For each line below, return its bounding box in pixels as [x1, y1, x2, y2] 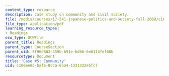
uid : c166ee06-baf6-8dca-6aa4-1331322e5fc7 [5, 63, 98, 68]
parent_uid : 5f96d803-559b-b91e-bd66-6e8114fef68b [5, 49, 114, 54]
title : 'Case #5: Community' [5, 58, 66, 63]
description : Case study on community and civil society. [5, 12, 129, 17]
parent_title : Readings [5, 40, 55, 45]
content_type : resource [5, 7, 55, 12]
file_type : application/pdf [5, 21, 64, 26]
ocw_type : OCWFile [5, 35, 44, 40]
